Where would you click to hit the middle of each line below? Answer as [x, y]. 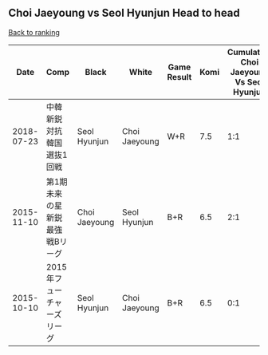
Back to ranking [34, 32]
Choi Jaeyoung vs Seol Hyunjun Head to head [124, 13]
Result [179, 77]
